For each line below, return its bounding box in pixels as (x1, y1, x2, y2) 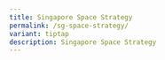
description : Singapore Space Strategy (9, 37, 157, 47)
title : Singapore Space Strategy (9, 12, 133, 22)
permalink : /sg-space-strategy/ (9, 21, 129, 30)
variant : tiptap (9, 29, 69, 38)
